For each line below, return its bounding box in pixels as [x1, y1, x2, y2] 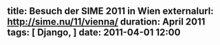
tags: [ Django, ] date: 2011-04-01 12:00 [7, 27, 181, 38]
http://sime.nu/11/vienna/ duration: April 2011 [7, 16, 206, 28]
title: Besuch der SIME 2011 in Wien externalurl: [7, 5, 214, 17]
